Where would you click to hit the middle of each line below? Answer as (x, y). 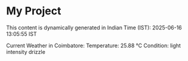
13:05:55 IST (21, 33)
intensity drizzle (26, 51)
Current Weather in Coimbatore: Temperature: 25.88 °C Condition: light (93, 45)
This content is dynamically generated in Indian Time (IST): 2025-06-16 (94, 28)
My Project (34, 11)
